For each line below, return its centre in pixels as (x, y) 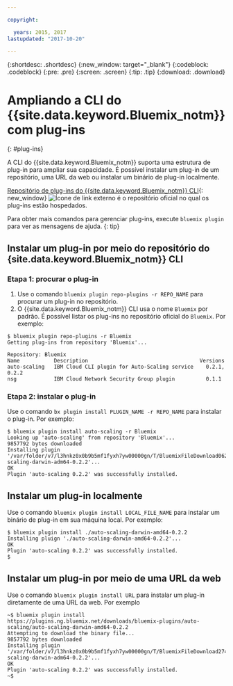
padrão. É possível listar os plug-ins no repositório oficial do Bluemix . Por (121, 316)
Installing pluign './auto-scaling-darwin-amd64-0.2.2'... (94, 539)
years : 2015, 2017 (40, 32)
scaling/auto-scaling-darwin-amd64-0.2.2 (68, 627)
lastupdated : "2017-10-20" (46, 39)
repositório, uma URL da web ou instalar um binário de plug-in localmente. (113, 177)
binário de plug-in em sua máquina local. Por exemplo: (85, 520)
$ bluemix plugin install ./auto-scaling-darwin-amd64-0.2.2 (97, 533)
